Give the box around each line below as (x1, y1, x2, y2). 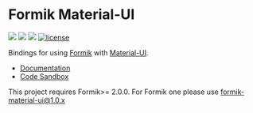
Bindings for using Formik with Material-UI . (8, 47, 149, 57)
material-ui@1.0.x (8, 95, 65, 104)
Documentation (19, 63, 71, 73)
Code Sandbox (19, 71, 69, 81)
